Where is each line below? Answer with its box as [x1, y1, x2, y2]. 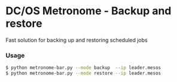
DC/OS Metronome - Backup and [5, 4, 172, 18]
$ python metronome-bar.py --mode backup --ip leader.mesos [5, 65, 161, 71]
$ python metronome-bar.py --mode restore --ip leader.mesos [5, 70, 161, 77]
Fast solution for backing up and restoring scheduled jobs [5, 36, 148, 43]
